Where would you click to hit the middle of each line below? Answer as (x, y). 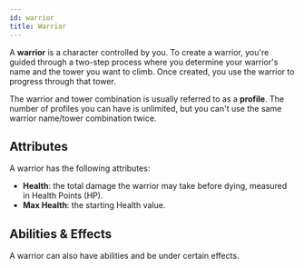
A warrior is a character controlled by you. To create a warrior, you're (139, 52)
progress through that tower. (63, 81)
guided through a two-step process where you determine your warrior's (144, 62)
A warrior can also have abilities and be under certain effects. (124, 256)
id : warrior (32, 18)
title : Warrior (38, 26)
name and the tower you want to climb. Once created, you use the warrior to (152, 71)
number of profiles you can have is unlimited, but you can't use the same (146, 108)
